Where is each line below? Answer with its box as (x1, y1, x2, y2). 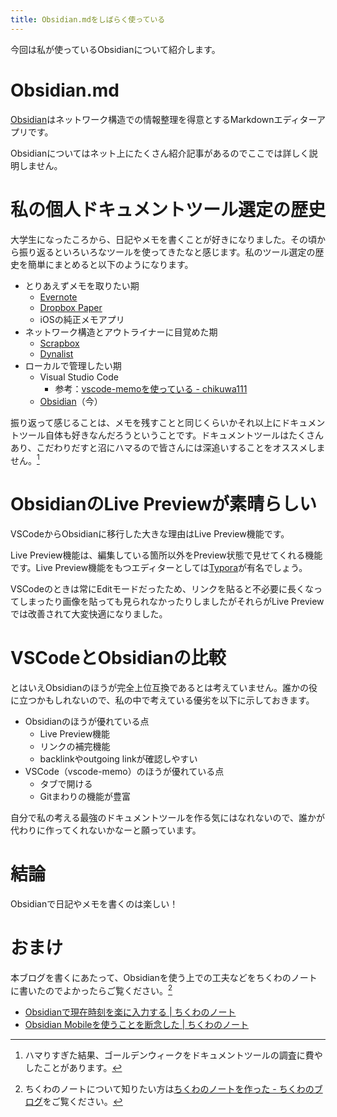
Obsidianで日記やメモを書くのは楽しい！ (10, 897, 179, 910)
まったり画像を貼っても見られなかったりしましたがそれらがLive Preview (27, 596, 325, 608)
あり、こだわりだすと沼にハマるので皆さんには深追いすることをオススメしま (10, 441, 326, 453)
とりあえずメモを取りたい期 (24, 279, 140, 291)
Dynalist (39, 347, 74, 360)
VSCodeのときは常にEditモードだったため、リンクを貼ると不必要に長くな (10, 583, 314, 595)
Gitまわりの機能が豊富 (39, 791, 132, 803)
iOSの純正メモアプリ (39, 313, 125, 325)
